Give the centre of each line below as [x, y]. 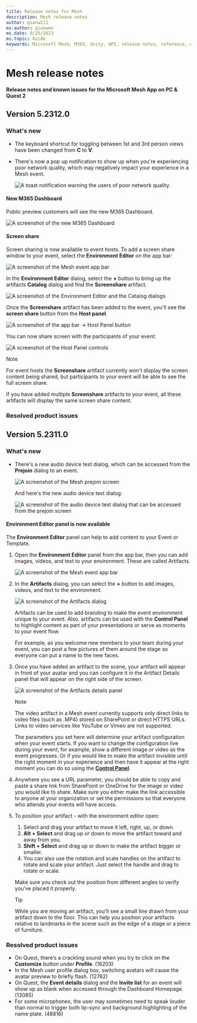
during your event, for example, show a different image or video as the [100, 749]
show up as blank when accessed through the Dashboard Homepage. [99, 989]
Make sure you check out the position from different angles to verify [97, 882]
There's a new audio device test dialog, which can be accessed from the [102, 464]
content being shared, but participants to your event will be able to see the [96, 377]
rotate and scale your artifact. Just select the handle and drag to [101, 864]
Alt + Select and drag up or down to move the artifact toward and [102, 833]
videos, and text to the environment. [58, 590]
